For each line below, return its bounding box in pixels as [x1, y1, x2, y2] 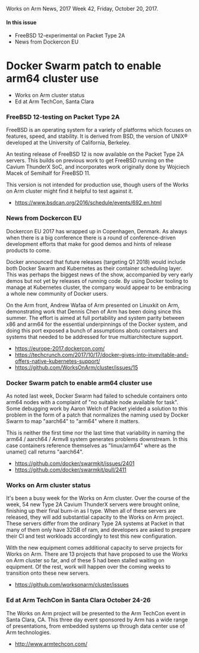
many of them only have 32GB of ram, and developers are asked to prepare [6, 526, 191, 534]
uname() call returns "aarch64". [6, 448, 84, 455]
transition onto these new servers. [6, 569, 90, 577]
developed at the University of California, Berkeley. [6, 139, 131, 146]
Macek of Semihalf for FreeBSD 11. [6, 170, 91, 177]
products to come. [6, 247, 52, 254]
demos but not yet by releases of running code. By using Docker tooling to [6, 277, 188, 284]
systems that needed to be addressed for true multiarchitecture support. [6, 333, 184, 340]
